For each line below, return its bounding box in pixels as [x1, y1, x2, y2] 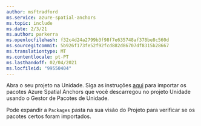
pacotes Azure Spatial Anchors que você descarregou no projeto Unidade [6, 88, 191, 96]
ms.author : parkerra [6, 31, 59, 38]
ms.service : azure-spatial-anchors [6, 15, 96, 21]
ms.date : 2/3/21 [6, 25, 47, 32]
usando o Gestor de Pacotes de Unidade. [6, 94, 109, 102]
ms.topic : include [6, 20, 53, 26]
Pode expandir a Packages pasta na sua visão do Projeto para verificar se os [6, 107, 196, 114]
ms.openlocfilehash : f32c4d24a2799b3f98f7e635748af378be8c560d [6, 37, 170, 43]
